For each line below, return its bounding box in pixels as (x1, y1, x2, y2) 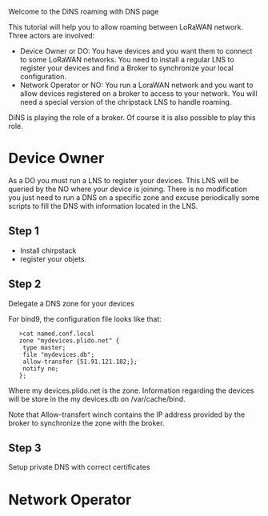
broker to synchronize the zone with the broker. (8, 418, 165, 427)
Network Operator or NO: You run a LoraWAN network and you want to (19, 80, 254, 90)
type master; (22, 343, 66, 351)
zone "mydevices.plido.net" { (18, 336, 120, 345)
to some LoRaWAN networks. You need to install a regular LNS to (19, 55, 234, 64)
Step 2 (8, 278, 42, 291)
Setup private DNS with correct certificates (8, 462, 150, 472)
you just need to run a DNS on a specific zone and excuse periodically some (8, 192, 260, 202)
